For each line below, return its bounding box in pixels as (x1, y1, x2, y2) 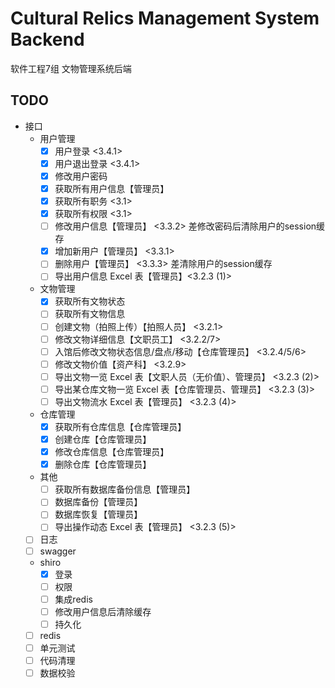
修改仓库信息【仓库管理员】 (54, 446, 170, 458)
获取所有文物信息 (54, 308, 126, 320)
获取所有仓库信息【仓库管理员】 (54, 420, 187, 432)
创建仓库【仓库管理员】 (54, 433, 152, 445)
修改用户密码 (54, 170, 108, 182)
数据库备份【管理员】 (54, 496, 143, 508)
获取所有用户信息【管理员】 (54, 182, 170, 194)
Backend (10, 28, 85, 51)
